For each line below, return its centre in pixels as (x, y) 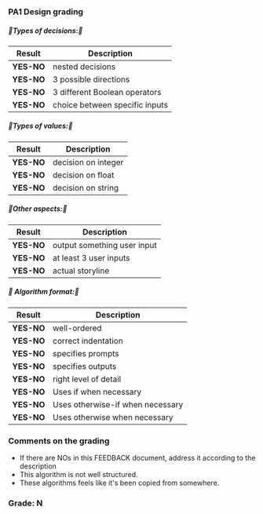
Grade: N (26, 503)
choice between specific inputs (110, 104)
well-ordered (77, 328)
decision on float (83, 175)
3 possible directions (91, 79)
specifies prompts (86, 353)
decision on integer (88, 162)
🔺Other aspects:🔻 (38, 209)
